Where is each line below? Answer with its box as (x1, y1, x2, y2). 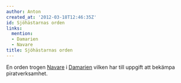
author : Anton (6, 8, 42, 15)
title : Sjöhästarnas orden (6, 47, 73, 53)
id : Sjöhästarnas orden (6, 20, 65, 25)
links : (6, 25, 23, 31)
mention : (11, 31, 33, 37)
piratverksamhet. (6, 69, 48, 77)
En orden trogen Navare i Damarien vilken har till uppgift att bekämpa (6, 63, 175, 71)
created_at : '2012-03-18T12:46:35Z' (6, 14, 97, 20)
